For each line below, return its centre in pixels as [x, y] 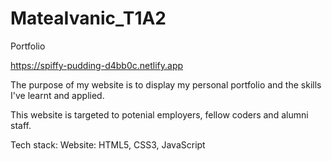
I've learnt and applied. [57, 95]
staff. [21, 125]
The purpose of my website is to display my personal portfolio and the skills [166, 84]
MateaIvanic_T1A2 [88, 18]
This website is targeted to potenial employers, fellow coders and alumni [159, 114]
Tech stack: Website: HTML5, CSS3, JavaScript [108, 144]
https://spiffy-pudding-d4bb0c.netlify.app [97, 65]
